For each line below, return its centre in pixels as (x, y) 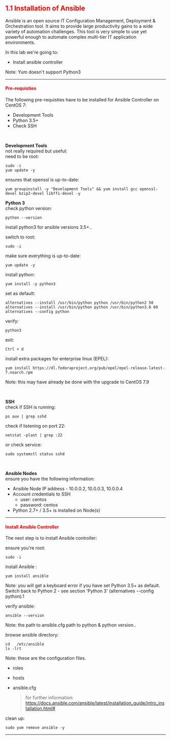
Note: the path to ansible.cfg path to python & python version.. (71, 625)
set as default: (20, 294)
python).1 (15, 596)
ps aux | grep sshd (26, 417)
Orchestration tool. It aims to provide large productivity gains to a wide (79, 26)
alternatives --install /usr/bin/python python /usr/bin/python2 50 (79, 303)
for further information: (49, 698)
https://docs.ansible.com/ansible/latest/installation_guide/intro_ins (95, 703)
